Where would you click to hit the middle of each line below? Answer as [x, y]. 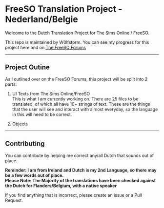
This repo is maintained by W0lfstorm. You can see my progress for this [77, 42]
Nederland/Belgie [41, 19]
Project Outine [27, 67]
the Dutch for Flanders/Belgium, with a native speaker [61, 186]
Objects [20, 124]
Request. [14, 200]
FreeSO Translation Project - [64, 9]
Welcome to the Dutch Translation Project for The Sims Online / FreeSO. [77, 33]
